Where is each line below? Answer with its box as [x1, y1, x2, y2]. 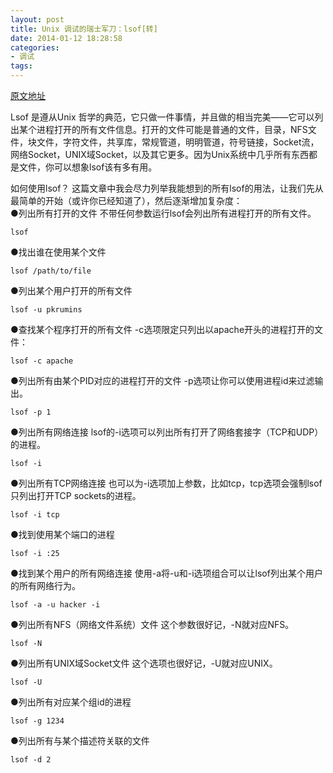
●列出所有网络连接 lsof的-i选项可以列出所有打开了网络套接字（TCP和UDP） [10, 426, 324, 438]
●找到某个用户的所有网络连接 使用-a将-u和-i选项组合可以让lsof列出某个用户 [10, 567, 323, 579]
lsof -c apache [10, 356, 74, 366]
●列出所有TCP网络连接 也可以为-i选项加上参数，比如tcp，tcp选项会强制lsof [10, 477, 323, 489]
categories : [10, 42, 60, 53]
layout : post [10, 14, 65, 25]
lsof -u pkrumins [10, 305, 83, 315]
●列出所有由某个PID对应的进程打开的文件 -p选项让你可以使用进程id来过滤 [10, 375, 315, 386]
